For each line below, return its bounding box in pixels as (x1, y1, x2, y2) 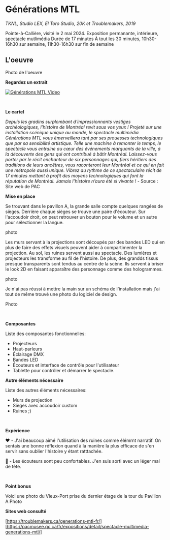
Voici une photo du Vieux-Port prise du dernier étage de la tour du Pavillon (5, 493, 161, 499)
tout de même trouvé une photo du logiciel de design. (5, 291, 118, 297)
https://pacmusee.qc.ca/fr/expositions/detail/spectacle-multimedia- (7, 523, 149, 529)
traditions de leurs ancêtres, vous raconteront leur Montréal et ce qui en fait (5, 162, 164, 168)
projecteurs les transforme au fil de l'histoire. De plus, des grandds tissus (5, 255, 158, 261)
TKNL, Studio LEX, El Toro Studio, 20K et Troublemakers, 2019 (5, 20, 136, 26)
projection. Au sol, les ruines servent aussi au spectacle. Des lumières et (5, 250, 157, 256)
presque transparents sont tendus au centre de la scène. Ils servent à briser (5, 260, 164, 266)
